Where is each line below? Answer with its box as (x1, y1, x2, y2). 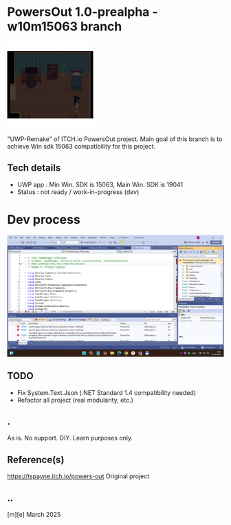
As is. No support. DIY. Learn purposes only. (7, 434, 133, 442)
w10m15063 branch (7, 19, 122, 34)
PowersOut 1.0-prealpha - (7, 4, 158, 20)
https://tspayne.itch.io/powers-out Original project (7, 472, 150, 480)
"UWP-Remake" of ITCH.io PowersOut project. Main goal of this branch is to (7, 135, 223, 143)
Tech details (7, 162, 61, 174)
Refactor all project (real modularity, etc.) (16, 396, 134, 404)
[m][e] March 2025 (7, 510, 61, 518)
